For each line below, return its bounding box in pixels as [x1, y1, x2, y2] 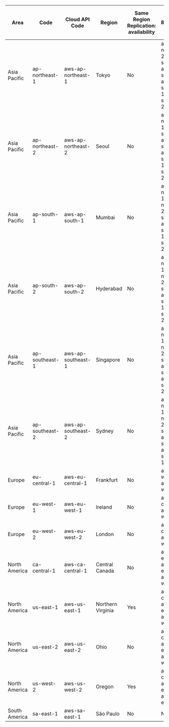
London [96, 531, 114, 538]
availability [128, 29, 155, 35]
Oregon [96, 683, 114, 690]
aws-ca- [64, 561, 87, 568]
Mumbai [96, 214, 115, 221]
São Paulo [96, 710, 120, 717]
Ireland [96, 504, 112, 510]
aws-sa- [64, 707, 87, 714]
